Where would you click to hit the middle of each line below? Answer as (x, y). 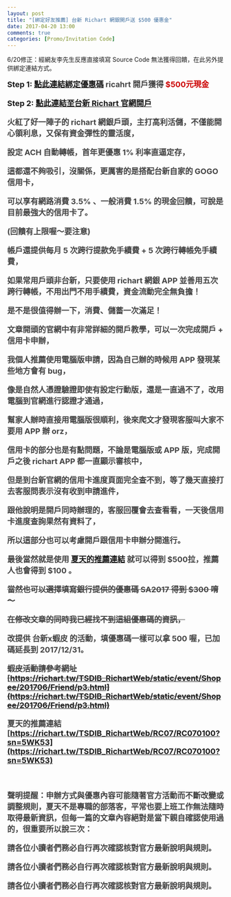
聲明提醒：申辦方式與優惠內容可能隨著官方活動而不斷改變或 (115, 796)
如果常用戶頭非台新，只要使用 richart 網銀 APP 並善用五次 (113, 281)
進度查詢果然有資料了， (57, 522)
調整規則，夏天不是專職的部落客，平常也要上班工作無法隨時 (115, 807)
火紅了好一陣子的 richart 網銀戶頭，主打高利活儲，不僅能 (111, 123)
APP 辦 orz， (48, 431)
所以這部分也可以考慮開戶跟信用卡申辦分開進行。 (96, 541)
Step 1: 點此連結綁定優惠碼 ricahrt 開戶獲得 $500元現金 (108, 85)
